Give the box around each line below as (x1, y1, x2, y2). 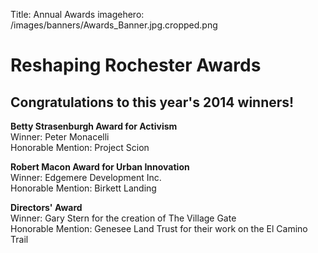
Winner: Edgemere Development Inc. (10, 172, 162, 183)
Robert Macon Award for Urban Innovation (10, 161, 190, 173)
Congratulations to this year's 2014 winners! (10, 94, 295, 111)
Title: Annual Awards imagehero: (10, 9, 145, 20)
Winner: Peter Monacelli (10, 131, 110, 143)
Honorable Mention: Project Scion (10, 142, 150, 153)
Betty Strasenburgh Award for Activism (10, 120, 178, 132)
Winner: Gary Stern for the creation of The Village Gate (10, 212, 237, 224)
